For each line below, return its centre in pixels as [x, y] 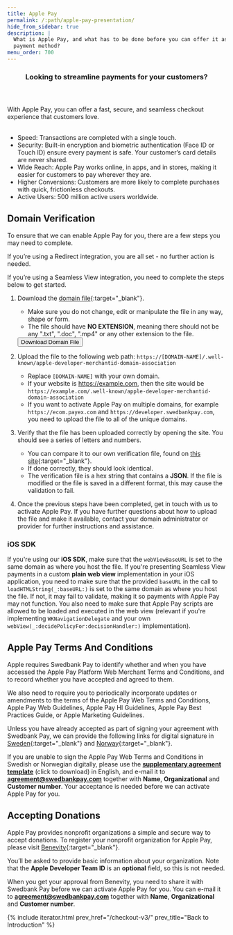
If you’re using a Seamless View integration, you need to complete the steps [116, 277]
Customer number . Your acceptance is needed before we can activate [109, 786]
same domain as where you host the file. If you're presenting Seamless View [116, 566]
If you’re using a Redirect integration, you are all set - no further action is [111, 256]
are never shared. [42, 159]
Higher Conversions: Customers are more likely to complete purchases [118, 182]
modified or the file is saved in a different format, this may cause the [125, 483]
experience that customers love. [53, 116]
